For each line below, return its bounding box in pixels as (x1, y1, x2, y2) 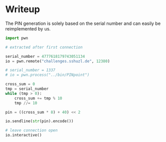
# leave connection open (5, 128, 58, 133)
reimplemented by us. (5, 25, 51, 31)
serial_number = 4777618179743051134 (5, 54, 85, 59)
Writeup (5, 4, 40, 15)
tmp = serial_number (5, 86, 49, 92)
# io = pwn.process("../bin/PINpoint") (5, 73, 90, 78)
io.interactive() (5, 133, 42, 138)
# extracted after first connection (5, 45, 83, 50)
